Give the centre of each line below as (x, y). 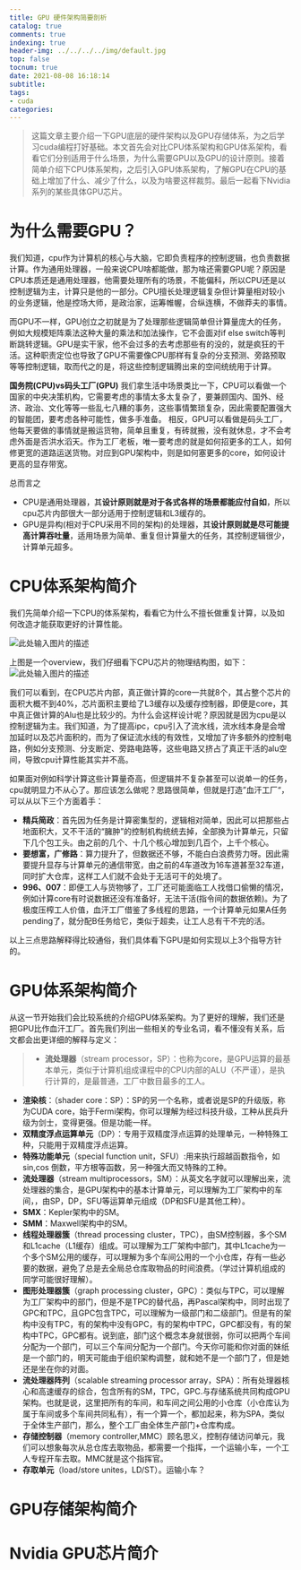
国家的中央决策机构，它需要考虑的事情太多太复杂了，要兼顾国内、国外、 (142, 397)
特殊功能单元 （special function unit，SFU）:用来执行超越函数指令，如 (151, 1156)
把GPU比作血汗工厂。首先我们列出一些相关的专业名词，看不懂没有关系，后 (147, 1029)
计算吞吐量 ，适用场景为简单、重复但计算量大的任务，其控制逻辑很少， (159, 536)
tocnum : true (34, 68)
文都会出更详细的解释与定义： (64, 1039)
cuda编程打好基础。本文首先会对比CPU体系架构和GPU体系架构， (159, 147)
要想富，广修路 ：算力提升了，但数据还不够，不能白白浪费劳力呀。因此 (152, 854)
